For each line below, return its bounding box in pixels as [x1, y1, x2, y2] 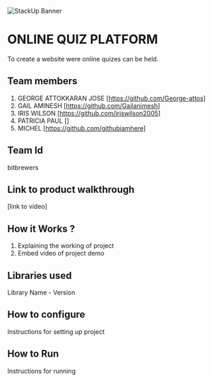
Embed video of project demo [17, 249, 105, 258]
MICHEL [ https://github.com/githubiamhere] [17, 124, 146, 132]
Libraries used [7, 269, 72, 282]
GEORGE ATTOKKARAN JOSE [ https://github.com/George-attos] [17, 94, 206, 102]
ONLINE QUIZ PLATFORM [7, 32, 158, 47]
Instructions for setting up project [7, 327, 105, 335]
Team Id [7, 145, 44, 157]
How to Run [7, 348, 59, 360]
